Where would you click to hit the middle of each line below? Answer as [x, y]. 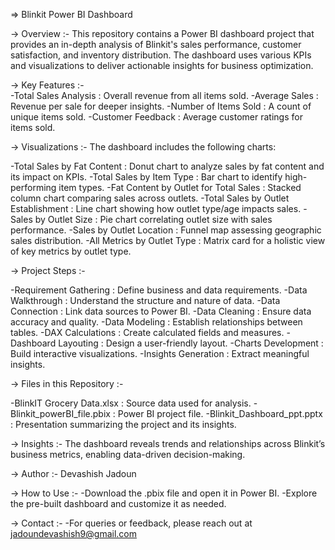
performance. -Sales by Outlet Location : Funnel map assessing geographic [166, 230]
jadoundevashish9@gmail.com [74, 533]
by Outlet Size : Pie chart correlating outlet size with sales [153, 219]
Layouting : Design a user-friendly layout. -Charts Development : [191, 343]
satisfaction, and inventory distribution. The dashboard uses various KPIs [161, 55]
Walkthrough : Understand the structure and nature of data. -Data [145, 300]
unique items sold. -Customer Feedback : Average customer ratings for [156, 117]
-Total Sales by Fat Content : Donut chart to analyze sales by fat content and [167, 166]
